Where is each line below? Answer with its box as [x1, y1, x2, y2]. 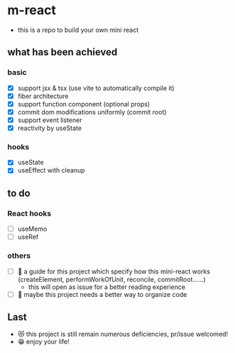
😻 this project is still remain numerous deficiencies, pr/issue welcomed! [17, 330, 229, 339]
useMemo [17, 224, 48, 233]
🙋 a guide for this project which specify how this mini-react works [17, 267, 211, 276]
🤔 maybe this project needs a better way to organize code [17, 290, 187, 298]
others [7, 251, 31, 261]
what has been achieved [7, 46, 118, 58]
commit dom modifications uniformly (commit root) [17, 107, 167, 116]
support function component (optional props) [17, 99, 151, 108]
